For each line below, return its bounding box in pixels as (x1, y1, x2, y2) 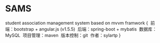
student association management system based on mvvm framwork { (5, 20, 148, 26)
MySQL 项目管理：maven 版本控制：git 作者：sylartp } (5, 32, 121, 38)
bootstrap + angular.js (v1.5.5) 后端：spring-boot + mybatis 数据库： (13, 26, 157, 32)
